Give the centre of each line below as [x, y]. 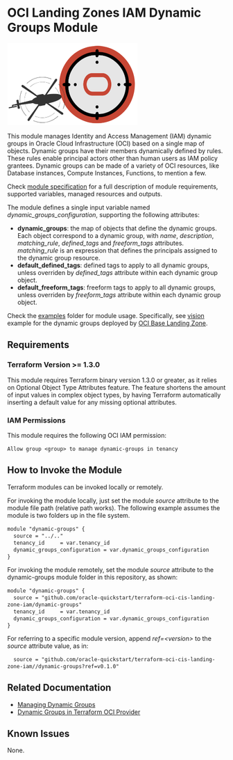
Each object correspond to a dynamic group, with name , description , [115, 235]
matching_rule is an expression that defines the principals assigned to [117, 250]
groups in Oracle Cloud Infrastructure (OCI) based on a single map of [106, 143]
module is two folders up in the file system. [69, 515]
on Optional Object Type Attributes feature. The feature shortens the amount [116, 387]
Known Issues [38, 733]
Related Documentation [59, 688]
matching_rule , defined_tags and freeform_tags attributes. [101, 243]
